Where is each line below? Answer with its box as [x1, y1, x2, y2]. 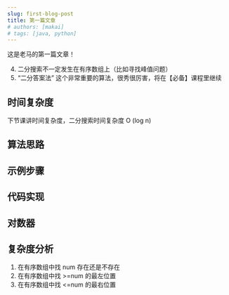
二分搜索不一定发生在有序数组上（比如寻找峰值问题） [17, 65, 172, 74]
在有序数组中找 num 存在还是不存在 [17, 263, 121, 271]
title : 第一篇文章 [7, 17, 56, 24]
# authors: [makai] [7, 23, 65, 30]
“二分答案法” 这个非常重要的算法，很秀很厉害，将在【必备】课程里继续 [17, 74, 223, 82]
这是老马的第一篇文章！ [7, 50, 75, 58]
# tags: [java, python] [7, 29, 77, 37]
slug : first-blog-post [7, 10, 74, 18]
